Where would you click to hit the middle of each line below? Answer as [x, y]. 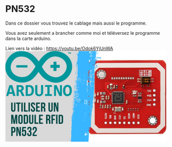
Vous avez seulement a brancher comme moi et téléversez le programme [83, 33]
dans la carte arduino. [28, 38]
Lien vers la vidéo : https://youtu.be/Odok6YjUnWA [59, 48]
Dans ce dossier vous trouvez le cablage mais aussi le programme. [76, 23]
